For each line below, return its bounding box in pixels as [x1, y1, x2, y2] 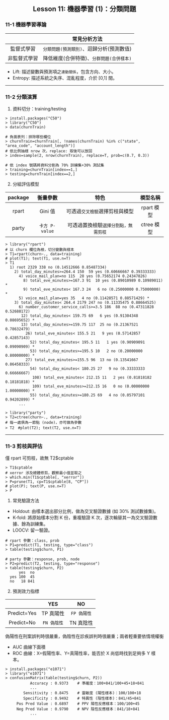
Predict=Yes [8, 610, 37, 617]
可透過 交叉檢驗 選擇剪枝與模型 [66, 208, 134, 215]
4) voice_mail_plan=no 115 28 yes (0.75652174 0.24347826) [18, 274, 147, 279]
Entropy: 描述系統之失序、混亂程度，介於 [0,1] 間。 [12, 75, 117, 81]
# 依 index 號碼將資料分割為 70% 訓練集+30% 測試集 [5, 163, 105, 168]
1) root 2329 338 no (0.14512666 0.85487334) [10, 265, 107, 270]
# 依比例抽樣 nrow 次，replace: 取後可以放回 [5, 148, 93, 154]
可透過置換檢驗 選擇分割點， [67, 221, 129, 228]
